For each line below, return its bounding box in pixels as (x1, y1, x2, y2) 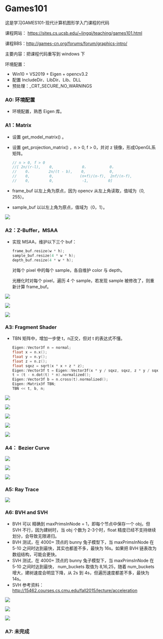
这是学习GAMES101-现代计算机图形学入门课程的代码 (5, 20, 109, 25)
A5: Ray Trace (5, 486, 39, 493)
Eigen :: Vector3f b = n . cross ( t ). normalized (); (12, 377, 109, 382)
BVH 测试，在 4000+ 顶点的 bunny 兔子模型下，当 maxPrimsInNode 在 (12, 539, 154, 545)
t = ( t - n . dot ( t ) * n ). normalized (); (12, 373, 91, 377)
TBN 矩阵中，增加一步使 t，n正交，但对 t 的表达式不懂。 (12, 335, 125, 341)
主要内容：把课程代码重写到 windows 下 (5, 51, 85, 57)
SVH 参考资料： (12, 582, 44, 588)
